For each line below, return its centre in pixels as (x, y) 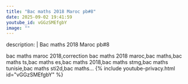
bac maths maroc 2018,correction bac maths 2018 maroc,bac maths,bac (94, 56)
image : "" (18, 28)
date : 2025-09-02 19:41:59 (39, 17)
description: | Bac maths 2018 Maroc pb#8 (58, 45)
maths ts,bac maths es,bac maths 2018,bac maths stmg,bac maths (87, 62)
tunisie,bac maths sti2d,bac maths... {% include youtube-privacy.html (91, 69)
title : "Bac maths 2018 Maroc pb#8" (51, 11)
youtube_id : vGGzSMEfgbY (37, 22)
